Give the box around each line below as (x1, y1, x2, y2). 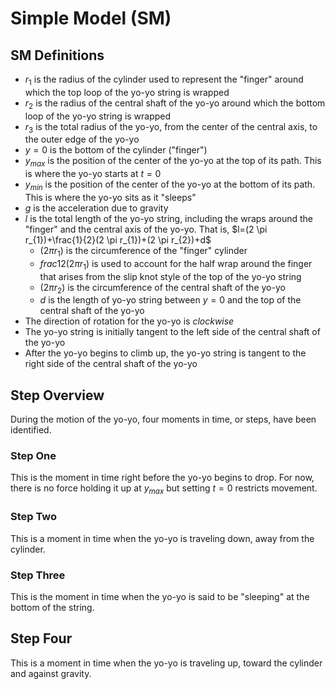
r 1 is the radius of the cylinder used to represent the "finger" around (24, 73, 304, 87)
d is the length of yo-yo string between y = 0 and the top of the (39, 294, 302, 306)
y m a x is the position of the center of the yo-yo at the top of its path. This (24, 155, 322, 169)
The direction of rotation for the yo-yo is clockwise (24, 315, 235, 327)
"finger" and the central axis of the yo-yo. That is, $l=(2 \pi (24, 223, 268, 235)
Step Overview (10, 387, 105, 404)
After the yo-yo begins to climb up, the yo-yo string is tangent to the (24, 347, 307, 359)
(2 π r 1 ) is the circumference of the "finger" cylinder (39, 244, 248, 259)
